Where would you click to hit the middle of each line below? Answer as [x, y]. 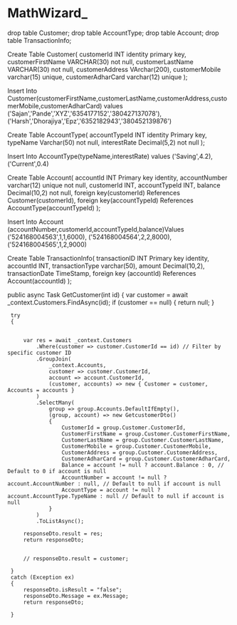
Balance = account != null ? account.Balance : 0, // [143, 465]
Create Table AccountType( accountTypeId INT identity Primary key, [107, 135]
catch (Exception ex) [42, 577]
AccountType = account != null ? [111, 490]
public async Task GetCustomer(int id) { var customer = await [98, 294]
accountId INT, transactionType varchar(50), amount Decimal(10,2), [106, 266]
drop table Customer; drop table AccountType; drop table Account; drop [113, 33]
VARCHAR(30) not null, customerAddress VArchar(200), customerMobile [114, 69]
